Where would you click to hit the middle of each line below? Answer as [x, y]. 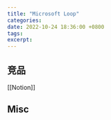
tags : [15, 33]
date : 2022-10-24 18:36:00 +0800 [56, 27]
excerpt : [20, 40]
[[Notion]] [22, 87]
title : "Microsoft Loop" [43, 14]
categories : [24, 20]
